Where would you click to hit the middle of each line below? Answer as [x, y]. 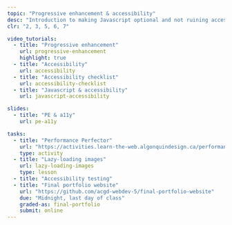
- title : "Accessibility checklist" [66, 77]
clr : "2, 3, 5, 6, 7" [38, 26]
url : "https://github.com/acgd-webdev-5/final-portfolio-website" [117, 191]
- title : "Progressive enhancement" [66, 45]
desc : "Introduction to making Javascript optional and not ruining [108, 20]
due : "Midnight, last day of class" [72, 198]
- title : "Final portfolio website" [66, 185]
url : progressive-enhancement [63, 52]
